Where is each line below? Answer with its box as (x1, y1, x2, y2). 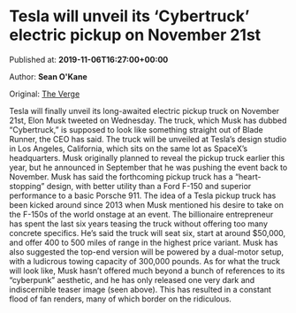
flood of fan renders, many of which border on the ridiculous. (9, 294, 232, 304)
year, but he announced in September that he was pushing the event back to (9, 162, 288, 172)
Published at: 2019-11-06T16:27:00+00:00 (9, 54, 169, 65)
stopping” (9, 180, 45, 191)
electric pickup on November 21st (9, 25, 262, 45)
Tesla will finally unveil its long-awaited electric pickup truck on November (9, 105, 280, 116)
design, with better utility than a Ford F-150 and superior (46, 180, 252, 191)
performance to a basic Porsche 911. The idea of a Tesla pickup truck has (9, 190, 277, 201)
